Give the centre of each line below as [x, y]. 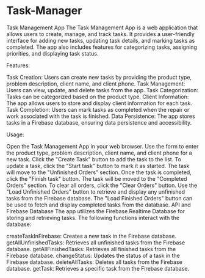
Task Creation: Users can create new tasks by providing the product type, [99, 77]
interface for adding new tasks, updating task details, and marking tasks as [101, 40]
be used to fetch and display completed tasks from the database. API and [99, 205]
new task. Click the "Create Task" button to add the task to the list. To [94, 159]
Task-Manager [44, 11]
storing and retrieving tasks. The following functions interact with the [93, 218]
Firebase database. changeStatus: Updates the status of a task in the [93, 255]
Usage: [15, 134]
